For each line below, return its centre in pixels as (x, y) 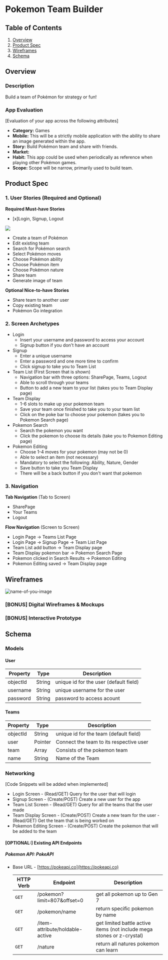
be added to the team (34, 831)
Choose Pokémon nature (38, 270)
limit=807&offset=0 (60, 900)
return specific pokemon (125, 908)
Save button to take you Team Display (59, 467)
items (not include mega (124, 929)
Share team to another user (40, 300)
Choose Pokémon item (36, 264)
